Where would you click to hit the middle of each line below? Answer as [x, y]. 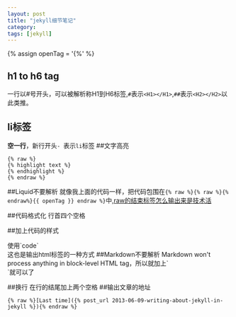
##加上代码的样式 [33, 230]
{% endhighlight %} [36, 171]
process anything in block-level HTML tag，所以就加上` [88, 263]
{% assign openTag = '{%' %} [51, 54]
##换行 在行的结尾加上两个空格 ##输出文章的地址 [79, 287]
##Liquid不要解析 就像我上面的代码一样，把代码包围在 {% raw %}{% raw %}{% [118, 191]
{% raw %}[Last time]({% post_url [58, 300]
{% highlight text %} [39, 165]
